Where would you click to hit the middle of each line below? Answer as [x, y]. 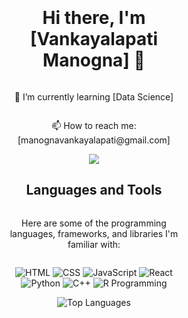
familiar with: [94, 244]
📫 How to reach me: [94, 125]
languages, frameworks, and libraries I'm [94, 233]
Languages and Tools [94, 190]
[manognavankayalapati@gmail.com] [94, 140]
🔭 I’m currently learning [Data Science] [94, 96]
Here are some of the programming [94, 223]
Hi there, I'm [94, 18]
